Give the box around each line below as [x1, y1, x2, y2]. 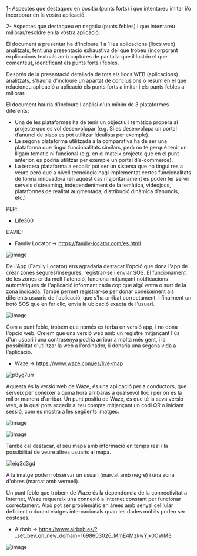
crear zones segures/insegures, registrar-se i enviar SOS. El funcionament [6, 269, 186, 276]
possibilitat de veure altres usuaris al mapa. [6, 448, 112, 456]
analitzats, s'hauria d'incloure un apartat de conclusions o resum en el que [6, 77, 187, 84]
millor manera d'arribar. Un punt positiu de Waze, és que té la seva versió [6, 395, 184, 402]
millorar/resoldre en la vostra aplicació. [6, 29, 101, 36]
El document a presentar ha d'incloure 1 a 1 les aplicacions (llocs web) [6, 41, 176, 47]
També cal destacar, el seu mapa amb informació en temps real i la [6, 443, 169, 449]
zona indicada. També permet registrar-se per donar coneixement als [6, 288, 175, 295]
